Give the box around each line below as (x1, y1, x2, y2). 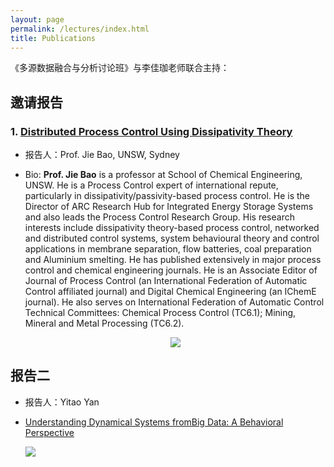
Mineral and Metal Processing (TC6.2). (24, 317, 185, 330)
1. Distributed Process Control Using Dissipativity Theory (10, 124, 293, 138)
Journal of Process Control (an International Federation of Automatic (24, 275, 308, 287)
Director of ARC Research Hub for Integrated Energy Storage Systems (24, 201, 314, 213)
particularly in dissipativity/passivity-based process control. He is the (24, 190, 311, 202)
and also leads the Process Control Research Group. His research (24, 211, 295, 223)
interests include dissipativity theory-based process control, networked (24, 222, 320, 234)
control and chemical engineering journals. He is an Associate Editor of (24, 264, 318, 276)
